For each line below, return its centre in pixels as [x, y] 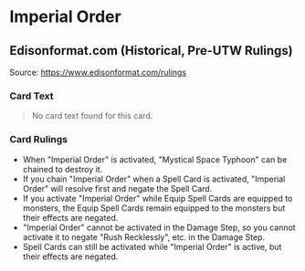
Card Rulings [39, 140]
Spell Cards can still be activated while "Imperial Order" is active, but [152, 246]
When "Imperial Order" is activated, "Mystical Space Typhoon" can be [155, 159]
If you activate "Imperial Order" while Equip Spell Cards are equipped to [158, 198]
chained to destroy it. [63, 169]
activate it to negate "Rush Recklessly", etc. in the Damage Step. [144, 237]
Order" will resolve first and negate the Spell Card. [117, 188]
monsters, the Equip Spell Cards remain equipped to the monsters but [154, 208]
